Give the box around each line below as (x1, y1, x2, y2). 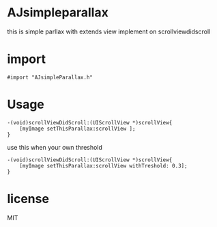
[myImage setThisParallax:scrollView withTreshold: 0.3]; (19, 162, 188, 169)
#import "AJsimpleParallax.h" (7, 74, 93, 81)
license (7, 191, 50, 206)
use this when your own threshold (7, 143, 102, 151)
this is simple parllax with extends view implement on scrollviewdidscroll (7, 27, 211, 36)
